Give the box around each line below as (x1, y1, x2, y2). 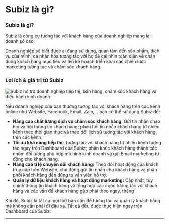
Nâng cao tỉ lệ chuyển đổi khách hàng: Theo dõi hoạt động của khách (12, 161, 159, 167)
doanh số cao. (5, 38, 35, 44)
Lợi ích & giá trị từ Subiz (5, 77, 64, 84)
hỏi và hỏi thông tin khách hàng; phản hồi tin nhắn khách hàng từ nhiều (12, 123, 160, 129)
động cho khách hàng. (12, 156, 59, 162)
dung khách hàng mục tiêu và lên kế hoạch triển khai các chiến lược (5, 59, 146, 65)
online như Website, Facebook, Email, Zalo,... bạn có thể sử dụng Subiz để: (5, 108, 160, 114)
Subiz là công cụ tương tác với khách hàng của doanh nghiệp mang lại (5, 33, 151, 39)
